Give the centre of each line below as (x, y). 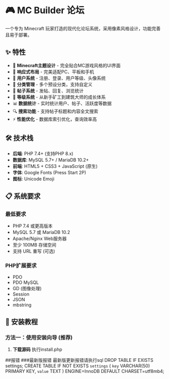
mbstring (22, 305)
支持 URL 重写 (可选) (34, 251)
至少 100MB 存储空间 (34, 245)
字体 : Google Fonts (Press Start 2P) (49, 172)
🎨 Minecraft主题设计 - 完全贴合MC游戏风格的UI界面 (67, 65)
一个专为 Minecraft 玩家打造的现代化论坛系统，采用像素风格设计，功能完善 (83, 28)
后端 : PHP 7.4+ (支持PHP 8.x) (43, 153)
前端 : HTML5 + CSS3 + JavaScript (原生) (55, 166)
